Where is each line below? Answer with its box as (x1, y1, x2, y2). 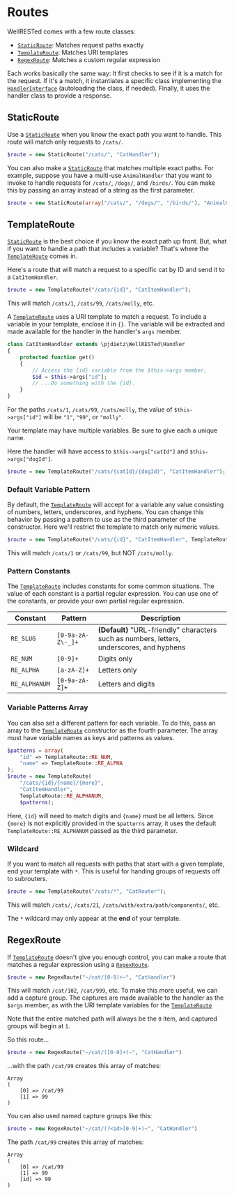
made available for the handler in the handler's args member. (7, 327, 182, 336)
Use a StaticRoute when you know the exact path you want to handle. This (7, 130, 222, 138)
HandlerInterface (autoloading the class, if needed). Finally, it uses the (7, 84, 210, 92)
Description (141, 613, 181, 623)
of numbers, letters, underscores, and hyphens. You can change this (7, 508, 204, 516)
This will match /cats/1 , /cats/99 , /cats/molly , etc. (7, 299, 155, 308)
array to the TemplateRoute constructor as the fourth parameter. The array (7, 726, 218, 735)
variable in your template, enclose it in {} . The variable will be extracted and (7, 320, 225, 329)
